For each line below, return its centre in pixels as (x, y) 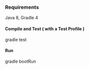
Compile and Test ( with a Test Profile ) (45, 28)
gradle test (16, 40)
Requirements (22, 7)
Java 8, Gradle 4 (22, 18)
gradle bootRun (21, 61)
